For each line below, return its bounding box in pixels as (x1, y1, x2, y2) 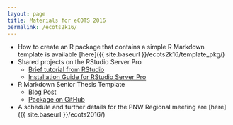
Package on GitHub (28, 95, 85, 104)
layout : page (7, 10, 46, 18)
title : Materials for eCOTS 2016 (7, 17, 106, 24)
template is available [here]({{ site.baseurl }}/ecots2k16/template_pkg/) (17, 50, 225, 59)
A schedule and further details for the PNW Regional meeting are (17, 103, 208, 112)
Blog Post (28, 88, 57, 96)
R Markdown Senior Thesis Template (17, 81, 125, 89)
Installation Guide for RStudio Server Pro (28, 73, 147, 81)
